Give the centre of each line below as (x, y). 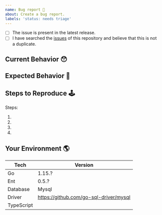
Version (84, 165)
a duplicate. (24, 44)
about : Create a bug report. (35, 14)
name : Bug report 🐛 (25, 10)
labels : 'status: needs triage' (38, 19)
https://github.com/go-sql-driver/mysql (84, 197)
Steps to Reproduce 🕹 (40, 93)
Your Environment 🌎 (37, 148)
